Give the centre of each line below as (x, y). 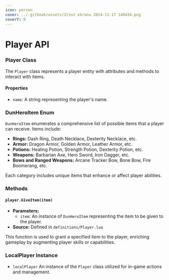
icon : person (19, 10)
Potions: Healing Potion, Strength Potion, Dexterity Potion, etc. (78, 149)
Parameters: (26, 211)
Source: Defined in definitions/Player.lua (58, 227)
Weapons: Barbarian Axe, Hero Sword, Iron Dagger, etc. (71, 155)
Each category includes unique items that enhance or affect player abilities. (83, 176)
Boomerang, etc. (30, 166)
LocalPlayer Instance (32, 255)
